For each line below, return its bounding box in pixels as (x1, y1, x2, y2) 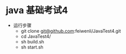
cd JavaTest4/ (20, 33, 51, 39)
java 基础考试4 (6, 5, 68, 16)
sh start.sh (20, 44, 44, 50)
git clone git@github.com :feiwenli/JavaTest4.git (20, 28, 121, 34)
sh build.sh (20, 38, 45, 44)
